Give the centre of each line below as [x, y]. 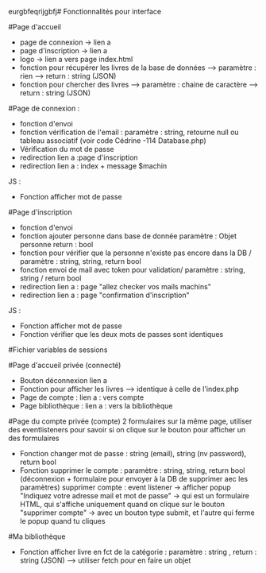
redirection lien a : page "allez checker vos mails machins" [116, 286]
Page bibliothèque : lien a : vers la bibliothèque [96, 406]
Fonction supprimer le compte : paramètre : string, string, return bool [132, 470]
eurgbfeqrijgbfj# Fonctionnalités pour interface [85, 12]
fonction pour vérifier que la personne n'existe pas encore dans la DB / [135, 253]
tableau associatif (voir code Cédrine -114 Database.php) [113, 141]
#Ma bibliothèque [37, 536]
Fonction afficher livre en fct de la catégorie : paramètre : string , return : [138, 552]
